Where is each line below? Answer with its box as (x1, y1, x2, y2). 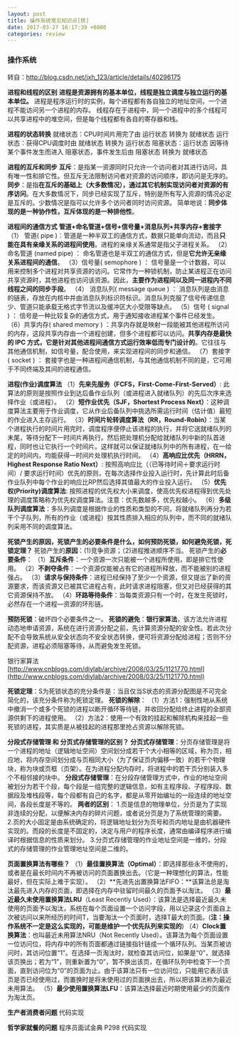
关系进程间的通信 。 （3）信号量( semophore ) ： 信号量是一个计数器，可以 (7, 258, 226, 266)
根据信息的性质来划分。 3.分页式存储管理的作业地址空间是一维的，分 (19, 835, 221, 844)
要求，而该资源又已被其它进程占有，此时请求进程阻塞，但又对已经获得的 (13, 582, 225, 590)
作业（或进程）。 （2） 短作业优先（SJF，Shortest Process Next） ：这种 (13, 397, 223, 406)
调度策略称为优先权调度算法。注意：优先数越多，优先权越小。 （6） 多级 (19, 496, 231, 504)
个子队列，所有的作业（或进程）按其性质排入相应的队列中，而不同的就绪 (13, 513, 225, 522)
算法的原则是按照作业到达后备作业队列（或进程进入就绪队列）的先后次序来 (7, 389, 225, 397)
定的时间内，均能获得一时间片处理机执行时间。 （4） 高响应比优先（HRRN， (7, 451, 230, 459)
